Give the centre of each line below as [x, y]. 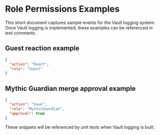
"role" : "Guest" [26, 69]
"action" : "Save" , [28, 104]
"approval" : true [27, 113]
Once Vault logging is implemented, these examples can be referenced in [79, 27]
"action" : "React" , [29, 64]
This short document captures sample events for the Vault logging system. [80, 22]
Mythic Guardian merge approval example [70, 88]
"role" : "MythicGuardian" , [37, 109]
